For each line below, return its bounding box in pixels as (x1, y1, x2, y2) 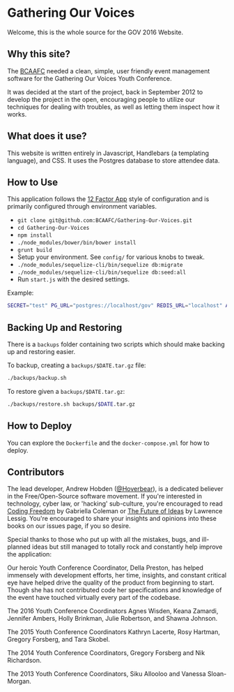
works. (7, 110, 27, 118)
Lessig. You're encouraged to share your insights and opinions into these (7, 515, 217, 523)
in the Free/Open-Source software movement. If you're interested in (7, 492, 202, 501)
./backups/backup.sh (7, 375, 68, 382)
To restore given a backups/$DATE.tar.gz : (7, 387, 125, 395)
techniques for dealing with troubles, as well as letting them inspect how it (7, 103, 220, 111)
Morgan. (7, 677, 31, 686)
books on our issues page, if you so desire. (7, 522, 131, 530)
